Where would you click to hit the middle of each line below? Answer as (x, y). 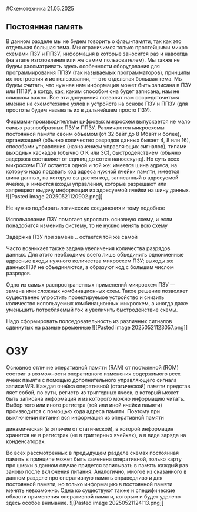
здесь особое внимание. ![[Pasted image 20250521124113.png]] (85, 503)
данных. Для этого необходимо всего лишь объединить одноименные (95, 254)
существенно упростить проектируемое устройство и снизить (85, 297)
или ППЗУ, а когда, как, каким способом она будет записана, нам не (93, 91)
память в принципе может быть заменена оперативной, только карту (94, 459)
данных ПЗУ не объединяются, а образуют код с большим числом (90, 267)
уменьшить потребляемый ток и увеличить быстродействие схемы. (92, 310)
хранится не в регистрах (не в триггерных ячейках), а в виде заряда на (96, 435)
